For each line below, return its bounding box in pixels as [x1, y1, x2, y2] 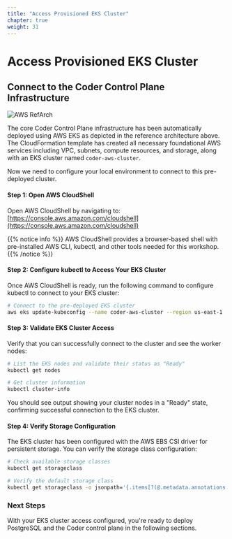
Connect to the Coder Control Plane [7, 81, 165, 93]
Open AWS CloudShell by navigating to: [7, 206, 121, 215]
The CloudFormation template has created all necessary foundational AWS [7, 139, 222, 148]
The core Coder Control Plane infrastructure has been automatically [7, 124, 202, 133]
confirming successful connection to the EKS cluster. [7, 406, 160, 415]
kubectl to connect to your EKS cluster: [7, 288, 120, 297]
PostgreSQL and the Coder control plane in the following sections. [7, 524, 197, 532]
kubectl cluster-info [7, 386, 70, 393]
